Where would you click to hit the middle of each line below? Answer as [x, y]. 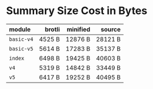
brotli [52, 29]
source [111, 29]
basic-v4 [21, 39]
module [20, 29]
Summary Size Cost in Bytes [77, 11]
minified [79, 29]
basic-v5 [21, 49]
